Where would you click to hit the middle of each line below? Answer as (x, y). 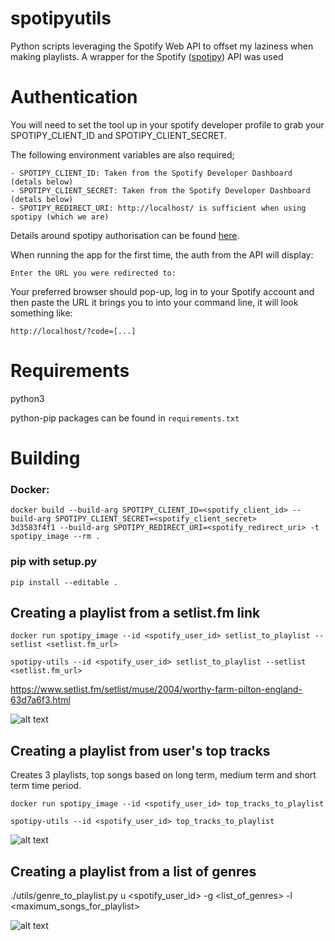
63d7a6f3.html (40, 700)
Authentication (74, 97)
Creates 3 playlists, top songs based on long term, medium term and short (163, 775)
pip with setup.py (54, 562)
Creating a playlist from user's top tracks (140, 750)
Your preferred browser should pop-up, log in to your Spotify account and (162, 291)
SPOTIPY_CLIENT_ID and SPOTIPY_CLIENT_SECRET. (119, 135)
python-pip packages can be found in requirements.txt (125, 418)
